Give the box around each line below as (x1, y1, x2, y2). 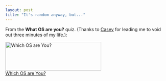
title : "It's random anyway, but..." (5, 12, 86, 17)
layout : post (5, 7, 33, 13)
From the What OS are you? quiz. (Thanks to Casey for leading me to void (5, 26, 161, 32)
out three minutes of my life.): (5, 32, 67, 38)
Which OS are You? (5, 70, 46, 76)
